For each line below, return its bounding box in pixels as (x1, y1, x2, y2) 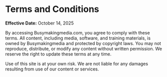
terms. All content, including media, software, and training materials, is (5, 35, 151, 41)
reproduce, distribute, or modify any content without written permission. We (5, 45, 162, 51)
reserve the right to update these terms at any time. (5, 51, 112, 57)
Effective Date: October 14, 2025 (5, 20, 74, 26)
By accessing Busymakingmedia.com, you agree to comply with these (5, 29, 150, 35)
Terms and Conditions (5, 3, 99, 15)
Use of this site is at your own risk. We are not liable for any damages (5, 60, 148, 66)
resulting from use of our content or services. (5, 66, 99, 72)
